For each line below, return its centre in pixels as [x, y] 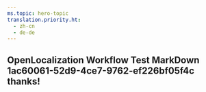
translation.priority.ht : [44, 20]
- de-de [24, 32]
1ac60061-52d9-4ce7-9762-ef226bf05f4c [101, 71]
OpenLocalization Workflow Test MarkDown [103, 60]
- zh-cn [24, 26]
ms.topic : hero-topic [38, 13]
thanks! [24, 81]
